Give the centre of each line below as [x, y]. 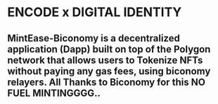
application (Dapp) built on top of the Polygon [109, 49]
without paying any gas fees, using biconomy [109, 71]
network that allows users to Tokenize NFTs [105, 60]
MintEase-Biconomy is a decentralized [94, 38]
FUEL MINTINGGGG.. [54, 93]
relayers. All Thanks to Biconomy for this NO [107, 82]
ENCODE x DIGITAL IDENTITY [95, 12]
